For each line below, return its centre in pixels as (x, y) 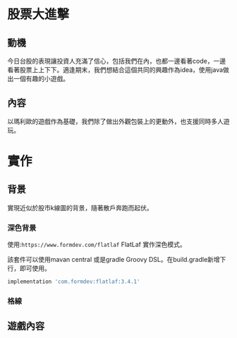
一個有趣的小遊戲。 (41, 79)
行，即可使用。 (29, 268)
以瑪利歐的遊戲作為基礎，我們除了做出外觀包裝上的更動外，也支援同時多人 (115, 121)
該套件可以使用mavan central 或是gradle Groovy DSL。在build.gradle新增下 (117, 260)
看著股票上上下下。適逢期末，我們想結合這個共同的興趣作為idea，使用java (115, 70)
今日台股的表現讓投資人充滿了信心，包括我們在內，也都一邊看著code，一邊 (117, 61)
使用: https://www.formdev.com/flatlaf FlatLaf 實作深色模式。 (97, 245)
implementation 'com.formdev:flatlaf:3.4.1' (74, 282)
